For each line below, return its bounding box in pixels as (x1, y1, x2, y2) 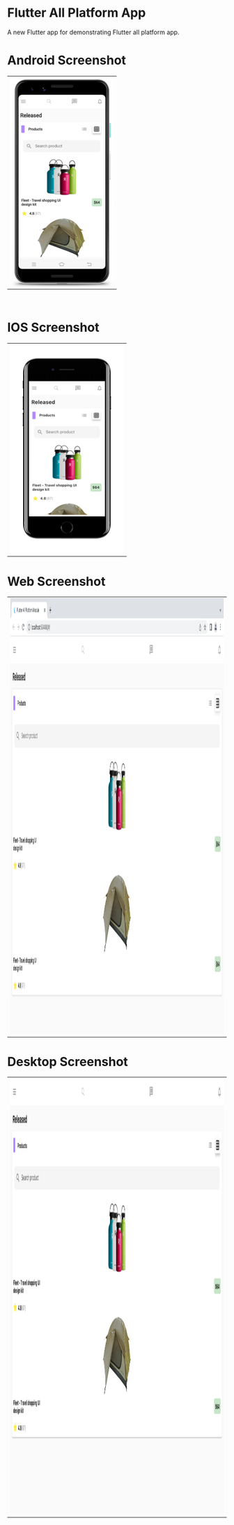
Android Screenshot (7, 52, 127, 68)
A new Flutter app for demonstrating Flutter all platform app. (7, 28, 180, 36)
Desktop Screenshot (7, 1054, 129, 1070)
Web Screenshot (7, 573, 106, 589)
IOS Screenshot (7, 319, 100, 335)
